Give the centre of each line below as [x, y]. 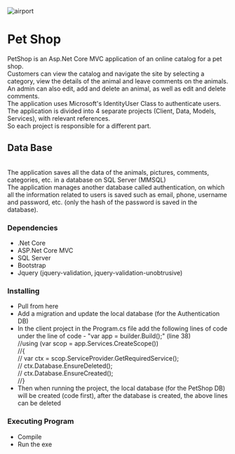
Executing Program [41, 422]
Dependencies [33, 227]
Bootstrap [32, 265]
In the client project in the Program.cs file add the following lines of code [122, 328]
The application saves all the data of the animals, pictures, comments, [108, 172]
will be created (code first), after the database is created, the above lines [122, 396]
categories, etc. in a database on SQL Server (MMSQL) [87, 180]
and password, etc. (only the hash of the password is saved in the [102, 202]
